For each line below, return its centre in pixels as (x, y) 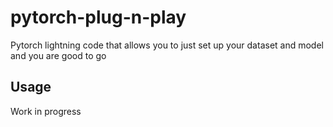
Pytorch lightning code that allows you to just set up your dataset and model (167, 45)
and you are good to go (58, 55)
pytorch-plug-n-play (98, 17)
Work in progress (46, 111)
